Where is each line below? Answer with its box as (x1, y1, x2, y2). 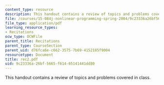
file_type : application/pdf (5, 20, 62, 26)
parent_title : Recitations (5, 39, 60, 44)
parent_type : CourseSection (5, 43, 62, 48)
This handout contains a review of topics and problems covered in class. (5, 75, 151, 81)
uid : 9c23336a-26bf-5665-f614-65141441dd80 (5, 61, 95, 66)
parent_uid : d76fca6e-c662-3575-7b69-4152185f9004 (5, 48, 110, 52)
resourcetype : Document (5, 52, 54, 57)
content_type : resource (5, 7, 54, 12)
